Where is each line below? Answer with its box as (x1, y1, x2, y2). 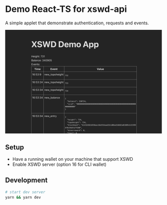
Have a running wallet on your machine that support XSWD (12, 156, 133, 162)
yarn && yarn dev (5, 195, 41, 200)
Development (5, 176, 48, 184)
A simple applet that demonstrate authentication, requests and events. (5, 20, 149, 26)
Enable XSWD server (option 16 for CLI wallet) (12, 161, 107, 167)
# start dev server (5, 190, 46, 195)
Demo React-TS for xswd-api (5, 3, 127, 15)
